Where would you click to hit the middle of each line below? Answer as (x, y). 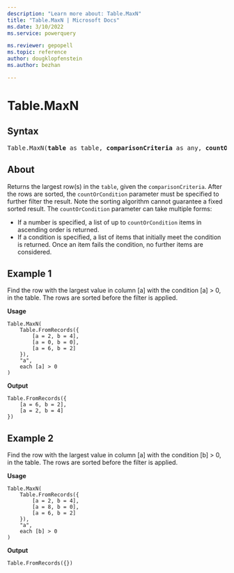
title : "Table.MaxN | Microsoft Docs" (63, 20)
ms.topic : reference (37, 52)
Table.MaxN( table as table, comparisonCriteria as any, (104, 148)
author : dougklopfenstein (45, 59)
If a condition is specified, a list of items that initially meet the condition (119, 237)
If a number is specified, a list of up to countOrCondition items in (109, 222)
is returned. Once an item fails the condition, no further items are (110, 244)
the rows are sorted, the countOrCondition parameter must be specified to (113, 194)
